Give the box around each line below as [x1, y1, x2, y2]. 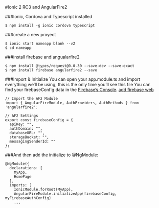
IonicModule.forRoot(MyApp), [14, 187, 73, 192]
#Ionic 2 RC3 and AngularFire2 [5, 4, 68, 10]
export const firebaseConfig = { [5, 117, 73, 122]
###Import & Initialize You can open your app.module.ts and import [5, 76, 140, 82]
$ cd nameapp [5, 46, 32, 50]
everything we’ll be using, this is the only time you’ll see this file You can [5, 82, 151, 87]
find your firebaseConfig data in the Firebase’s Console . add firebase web [5, 87, 154, 92]
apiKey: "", [9, 122, 34, 127]
